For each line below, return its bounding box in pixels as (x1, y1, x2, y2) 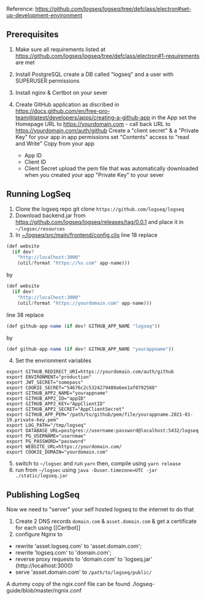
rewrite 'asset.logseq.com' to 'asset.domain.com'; (15, 542, 142, 550)
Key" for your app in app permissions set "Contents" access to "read (15, 133, 189, 140)
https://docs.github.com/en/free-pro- (15, 107, 110, 114)
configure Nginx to (15, 531, 63, 538)
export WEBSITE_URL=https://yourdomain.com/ (6, 444, 122, 450)
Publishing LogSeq (6, 489, 80, 500)
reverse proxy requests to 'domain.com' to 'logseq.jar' (15, 555, 153, 563)
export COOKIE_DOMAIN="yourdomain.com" (6, 449, 109, 456)
